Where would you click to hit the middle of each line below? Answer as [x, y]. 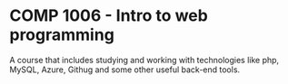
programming [62, 35]
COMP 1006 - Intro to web [109, 16]
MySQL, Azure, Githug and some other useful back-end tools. [125, 70]
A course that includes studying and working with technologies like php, [144, 60]
